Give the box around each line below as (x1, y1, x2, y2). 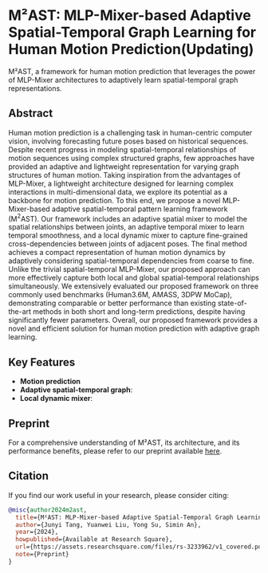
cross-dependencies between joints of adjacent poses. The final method (8, 239, 247, 249)
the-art (8, 307, 32, 316)
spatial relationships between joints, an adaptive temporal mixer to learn (8, 222, 245, 232)
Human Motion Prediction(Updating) (8, 41, 254, 58)
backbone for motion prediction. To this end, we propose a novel (8, 195, 221, 205)
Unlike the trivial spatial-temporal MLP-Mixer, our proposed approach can (8, 265, 250, 274)
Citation (8, 469, 49, 483)
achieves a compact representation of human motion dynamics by (8, 248, 226, 257)
